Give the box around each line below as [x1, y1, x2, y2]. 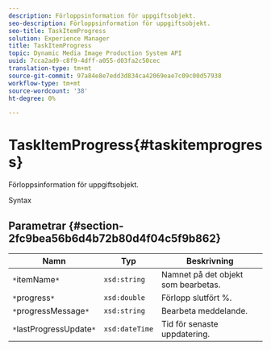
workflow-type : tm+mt [8, 79, 81, 87]
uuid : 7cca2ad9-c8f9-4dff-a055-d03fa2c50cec [8, 57, 161, 65]
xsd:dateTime [103, 324, 154, 333]
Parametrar [8, 219, 67, 232]
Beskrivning [186, 256, 234, 266]
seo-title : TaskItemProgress [8, 27, 106, 35]
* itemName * [12, 274, 60, 285]
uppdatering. [161, 328, 211, 340]
